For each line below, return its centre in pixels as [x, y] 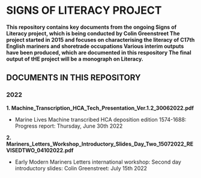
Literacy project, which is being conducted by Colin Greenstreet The [93, 33]
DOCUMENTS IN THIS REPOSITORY [73, 78]
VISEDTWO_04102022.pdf [40, 150]
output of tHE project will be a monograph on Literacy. [75, 59]
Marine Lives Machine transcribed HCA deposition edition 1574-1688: [100, 119]
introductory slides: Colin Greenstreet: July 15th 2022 [81, 168]
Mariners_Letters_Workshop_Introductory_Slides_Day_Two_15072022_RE [100, 144]
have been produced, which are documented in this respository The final [99, 52]
